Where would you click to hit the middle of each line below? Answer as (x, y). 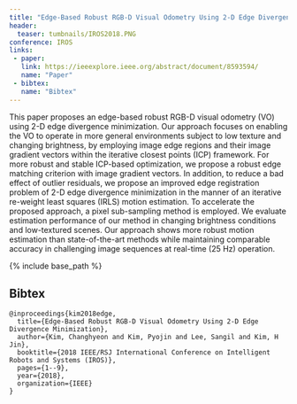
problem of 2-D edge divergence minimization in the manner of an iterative (145, 192)
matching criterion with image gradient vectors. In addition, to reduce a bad (147, 173)
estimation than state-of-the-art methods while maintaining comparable (140, 239)
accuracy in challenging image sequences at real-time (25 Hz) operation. (142, 248)
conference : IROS (41, 42)
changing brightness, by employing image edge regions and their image (140, 145)
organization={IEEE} (55, 384)
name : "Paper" (47, 75)
